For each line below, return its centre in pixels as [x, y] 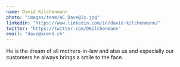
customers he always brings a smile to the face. [65, 57]
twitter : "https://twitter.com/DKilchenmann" [63, 28]
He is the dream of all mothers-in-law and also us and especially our [90, 51]
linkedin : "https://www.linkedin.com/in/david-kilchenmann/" [84, 23]
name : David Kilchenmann [37, 12]
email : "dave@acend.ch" [36, 34]
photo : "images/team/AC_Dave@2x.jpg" [53, 17]
